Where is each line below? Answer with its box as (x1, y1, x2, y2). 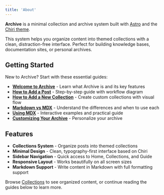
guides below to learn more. (5, 185, 62, 191)
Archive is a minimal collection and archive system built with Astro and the (5, 21, 158, 27)
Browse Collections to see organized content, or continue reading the (5, 179, 147, 185)
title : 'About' (5, 7, 37, 12)
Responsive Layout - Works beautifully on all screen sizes (12, 159, 132, 165)
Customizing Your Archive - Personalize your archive (12, 115, 123, 121)
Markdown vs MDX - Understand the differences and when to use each (12, 105, 160, 111)
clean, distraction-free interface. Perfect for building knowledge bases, (5, 41, 150, 47)
